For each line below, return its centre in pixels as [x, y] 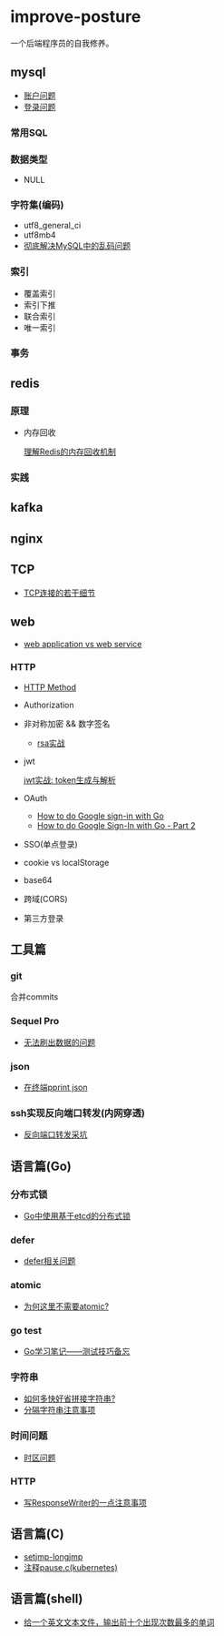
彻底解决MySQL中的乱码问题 [77, 246]
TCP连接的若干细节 [59, 593]
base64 [38, 879]
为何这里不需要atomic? [66, 1306]
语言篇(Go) [41, 1166]
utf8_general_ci [52, 226]
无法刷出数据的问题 [59, 1042]
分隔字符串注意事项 [59, 1410]
